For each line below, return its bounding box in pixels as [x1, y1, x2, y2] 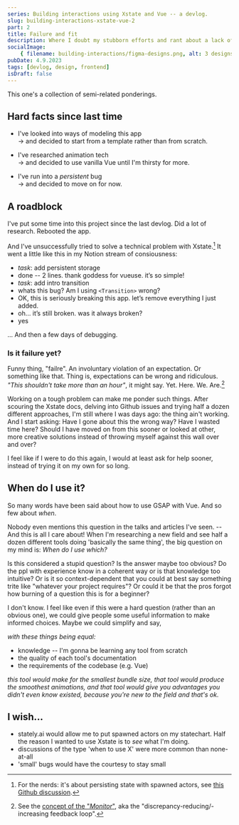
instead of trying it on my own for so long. [7, 461, 130, 470]
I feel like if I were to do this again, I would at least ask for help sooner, [7, 454, 213, 462]
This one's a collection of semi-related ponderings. [7, 90, 157, 98]
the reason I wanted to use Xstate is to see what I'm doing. [17, 737, 190, 746]
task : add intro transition [17, 278, 90, 287]
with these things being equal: [7, 632, 96, 641]
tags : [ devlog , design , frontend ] [7, 64, 110, 71]
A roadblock [7, 201, 63, 213]
